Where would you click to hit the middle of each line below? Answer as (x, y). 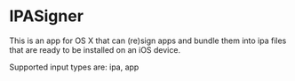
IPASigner (47, 16)
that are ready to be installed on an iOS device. (95, 49)
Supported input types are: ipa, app (74, 67)
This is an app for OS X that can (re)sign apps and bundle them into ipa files (148, 40)
